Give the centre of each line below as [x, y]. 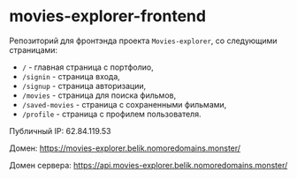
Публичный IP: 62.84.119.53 [61, 131]
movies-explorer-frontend [107, 16]
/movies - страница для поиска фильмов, [99, 95]
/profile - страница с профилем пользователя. [111, 114]
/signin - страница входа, [71, 76]
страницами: [34, 49]
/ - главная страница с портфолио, [88, 67]
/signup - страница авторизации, [84, 86]
